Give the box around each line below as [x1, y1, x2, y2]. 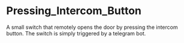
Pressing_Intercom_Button [6, 4, 142, 18]
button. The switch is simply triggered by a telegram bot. [6, 29, 146, 37]
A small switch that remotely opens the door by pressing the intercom [6, 24, 178, 31]
